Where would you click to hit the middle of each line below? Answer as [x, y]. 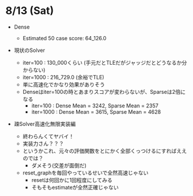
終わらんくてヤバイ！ [48, 136]
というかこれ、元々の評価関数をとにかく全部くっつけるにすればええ [105, 150]
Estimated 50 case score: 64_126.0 [64, 38]
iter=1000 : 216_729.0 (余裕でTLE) [63, 77]
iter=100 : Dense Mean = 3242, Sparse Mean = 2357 [95, 106]
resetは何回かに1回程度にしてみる [72, 180]
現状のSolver [29, 50]
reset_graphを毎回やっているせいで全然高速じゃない [85, 173]
